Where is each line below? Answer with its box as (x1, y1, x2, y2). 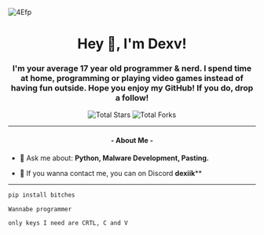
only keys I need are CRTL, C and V (8, 219, 128, 227)
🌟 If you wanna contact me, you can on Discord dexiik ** (19, 168, 203, 178)
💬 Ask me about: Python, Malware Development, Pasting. (19, 153, 210, 163)
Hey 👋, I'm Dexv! (77, 35, 187, 53)
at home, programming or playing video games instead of (20, 73, 244, 84)
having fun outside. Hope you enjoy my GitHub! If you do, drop (10, 83, 254, 94)
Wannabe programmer (8, 205, 72, 213)
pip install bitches (8, 191, 76, 199)
